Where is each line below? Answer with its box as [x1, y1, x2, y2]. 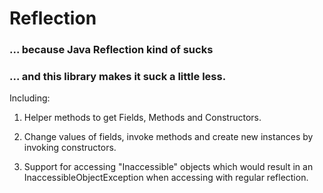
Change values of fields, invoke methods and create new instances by [23, 131, 314, 143]
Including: [9, 92, 51, 104]
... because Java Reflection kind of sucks [9, 43, 214, 57]
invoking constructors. [23, 142, 117, 154]
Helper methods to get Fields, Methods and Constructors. [23, 112, 262, 124]
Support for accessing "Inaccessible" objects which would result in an [23, 161, 314, 173]
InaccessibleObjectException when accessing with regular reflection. [23, 172, 309, 184]
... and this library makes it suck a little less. [9, 70, 227, 84]
